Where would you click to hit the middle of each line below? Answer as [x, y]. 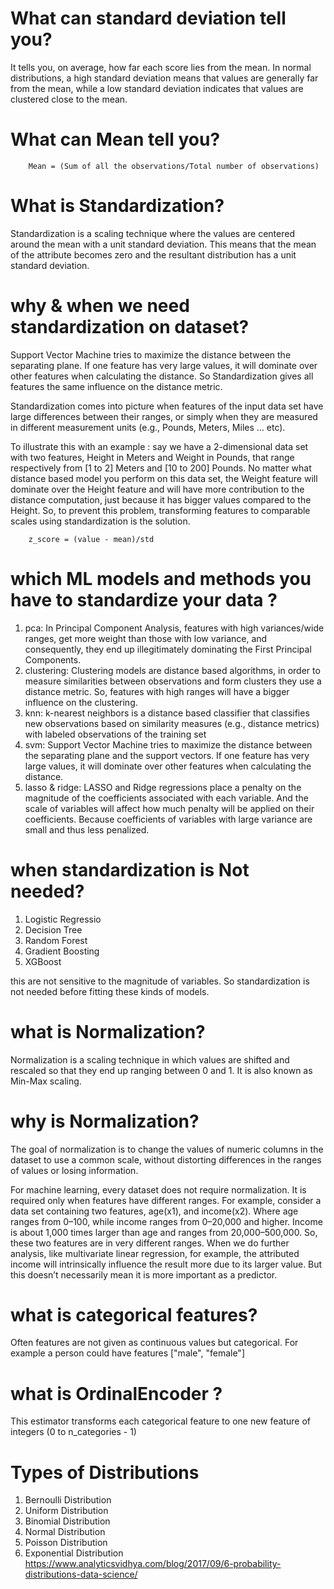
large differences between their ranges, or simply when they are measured [164, 416]
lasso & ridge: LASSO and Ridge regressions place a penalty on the [163, 787]
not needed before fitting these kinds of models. [110, 991]
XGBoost [43, 961]
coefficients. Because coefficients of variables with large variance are [168, 819]
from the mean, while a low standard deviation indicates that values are [157, 88]
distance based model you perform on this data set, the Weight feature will [164, 478]
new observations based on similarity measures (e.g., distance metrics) [172, 723]
